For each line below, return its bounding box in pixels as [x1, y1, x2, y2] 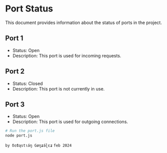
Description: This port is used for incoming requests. [12, 52, 121, 58]
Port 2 [5, 67, 25, 75]
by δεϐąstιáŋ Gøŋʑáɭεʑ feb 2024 [5, 143, 72, 148]
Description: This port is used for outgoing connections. [12, 118, 128, 125]
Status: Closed [12, 80, 43, 86]
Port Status [5, 3, 54, 14]
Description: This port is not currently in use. [12, 85, 105, 91]
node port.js [5, 133, 33, 138]
